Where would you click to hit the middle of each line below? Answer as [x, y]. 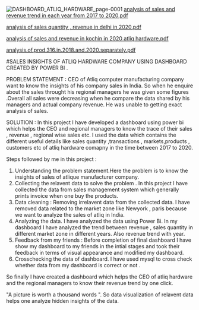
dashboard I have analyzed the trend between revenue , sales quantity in [104, 227]
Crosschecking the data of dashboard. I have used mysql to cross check [103, 259]
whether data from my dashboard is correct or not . [78, 265]
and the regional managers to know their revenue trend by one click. [90, 283]
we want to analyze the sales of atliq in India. [70, 215]
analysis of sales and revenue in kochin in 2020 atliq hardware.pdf [87, 38]
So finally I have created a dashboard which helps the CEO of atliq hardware [99, 277]
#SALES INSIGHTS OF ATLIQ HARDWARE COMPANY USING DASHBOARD [97, 61]
